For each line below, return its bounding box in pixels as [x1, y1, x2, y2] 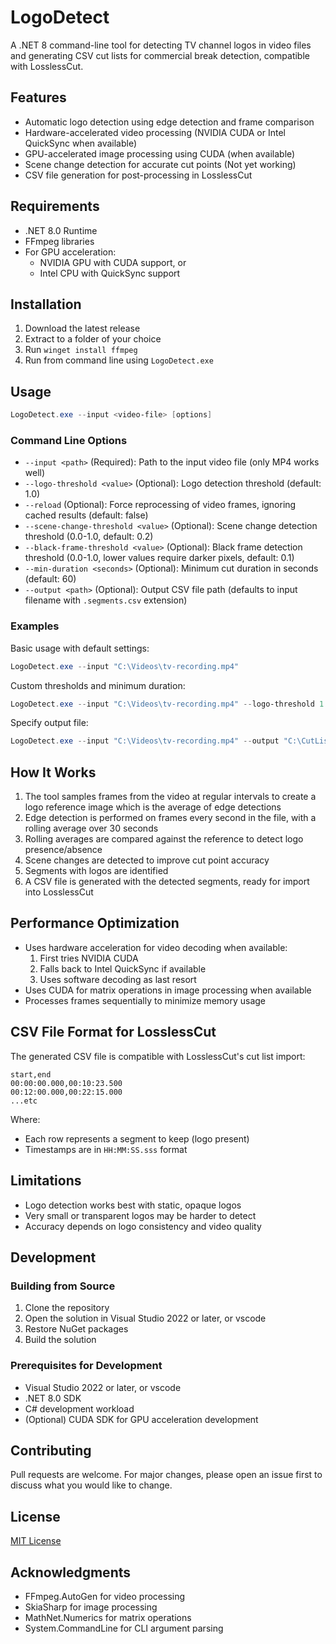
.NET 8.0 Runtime [24, 224, 98, 236]
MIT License [10, 1535, 62, 1547]
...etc [10, 1096, 38, 1106]
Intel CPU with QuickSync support [39, 267, 181, 279]
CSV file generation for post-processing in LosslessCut [24, 169, 253, 181]
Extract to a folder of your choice [24, 333, 162, 345]
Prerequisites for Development [10, 1359, 163, 1373]
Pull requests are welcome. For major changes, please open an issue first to [10, 1469, 323, 1481]
